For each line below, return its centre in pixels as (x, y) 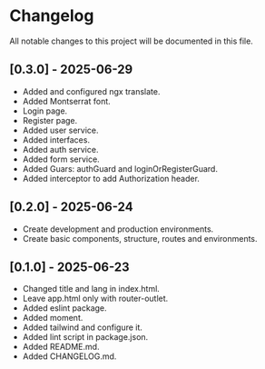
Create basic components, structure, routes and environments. (140, 238)
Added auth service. (60, 149)
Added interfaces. (56, 140)
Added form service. (61, 159)
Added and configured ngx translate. (91, 91)
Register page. (50, 120)
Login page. (45, 111)
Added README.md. (61, 347)
